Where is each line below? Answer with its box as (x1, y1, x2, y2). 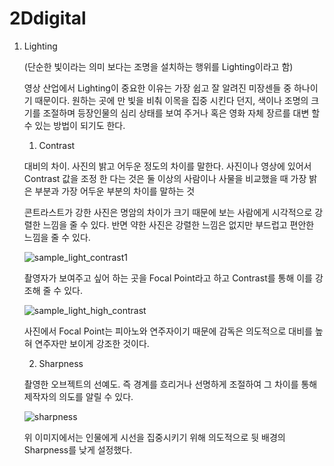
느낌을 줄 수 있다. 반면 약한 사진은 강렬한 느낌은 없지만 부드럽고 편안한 (42, 218, 315, 231)
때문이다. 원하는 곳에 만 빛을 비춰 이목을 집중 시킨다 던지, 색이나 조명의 (34, 94, 309, 106)
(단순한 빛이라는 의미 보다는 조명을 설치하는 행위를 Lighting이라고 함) (23, 60, 294, 72)
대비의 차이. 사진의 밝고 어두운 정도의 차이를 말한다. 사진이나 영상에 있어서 (23, 160, 312, 172)
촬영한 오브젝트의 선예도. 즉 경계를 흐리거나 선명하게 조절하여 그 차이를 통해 (23, 378, 318, 390)
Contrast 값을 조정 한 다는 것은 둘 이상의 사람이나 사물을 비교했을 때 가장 (23, 172, 307, 184)
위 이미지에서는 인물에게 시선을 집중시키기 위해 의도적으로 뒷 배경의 (23, 431, 286, 443)
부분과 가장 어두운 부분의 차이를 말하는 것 (34, 185, 196, 197)
